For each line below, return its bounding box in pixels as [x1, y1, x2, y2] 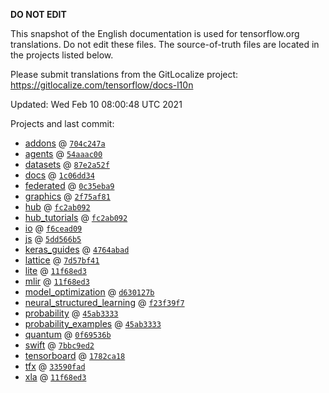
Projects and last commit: [10, 118, 115, 129]
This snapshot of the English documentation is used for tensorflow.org [10, 28, 300, 39]
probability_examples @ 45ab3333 [24, 318, 162, 329]
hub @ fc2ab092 [24, 201, 91, 213]
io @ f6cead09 [24, 222, 83, 234]
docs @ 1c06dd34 [24, 169, 95, 181]
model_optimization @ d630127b [24, 286, 155, 298]
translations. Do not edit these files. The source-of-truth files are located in [10, 39, 320, 50]
